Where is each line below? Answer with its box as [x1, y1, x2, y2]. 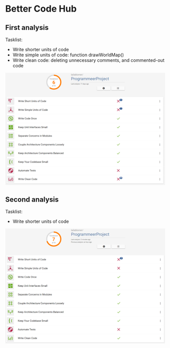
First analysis [5, 23, 49, 32]
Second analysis [5, 195, 59, 204]
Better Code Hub [5, 3, 77, 15]
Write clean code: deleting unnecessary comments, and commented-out [12, 57, 165, 63]
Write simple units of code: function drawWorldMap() [12, 52, 124, 58]
